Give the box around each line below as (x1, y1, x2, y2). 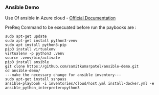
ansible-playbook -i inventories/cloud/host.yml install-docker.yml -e (5, 81, 154, 86)
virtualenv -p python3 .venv (5, 51, 65, 56)
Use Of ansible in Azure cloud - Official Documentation (5, 15, 116, 21)
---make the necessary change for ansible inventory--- (5, 72, 121, 77)
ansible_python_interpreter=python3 (5, 85, 80, 91)
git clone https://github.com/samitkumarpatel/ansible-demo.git (5, 64, 139, 69)
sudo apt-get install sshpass (5, 77, 67, 82)
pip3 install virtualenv (5, 47, 56, 52)
